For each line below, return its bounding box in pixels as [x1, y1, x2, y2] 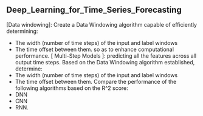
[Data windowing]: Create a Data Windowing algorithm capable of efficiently [6, 21, 198, 28]
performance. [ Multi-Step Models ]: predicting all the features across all [15, 52, 196, 60]
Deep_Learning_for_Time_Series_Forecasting [6, 5, 182, 15]
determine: [15, 65, 43, 72]
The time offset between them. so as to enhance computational [15, 46, 174, 53]
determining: [6, 27, 38, 35]
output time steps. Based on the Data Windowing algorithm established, [15, 58, 195, 66]
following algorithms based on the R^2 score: [15, 84, 129, 92]
